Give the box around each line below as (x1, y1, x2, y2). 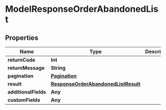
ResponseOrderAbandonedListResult (51, 80, 141, 87)
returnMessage (7, 65, 45, 71)
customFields (7, 97, 41, 103)
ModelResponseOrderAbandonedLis (5, 3, 159, 15)
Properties (5, 34, 39, 42)
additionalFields (7, 89, 46, 95)
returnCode (7, 57, 36, 63)
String (51, 65, 66, 71)
